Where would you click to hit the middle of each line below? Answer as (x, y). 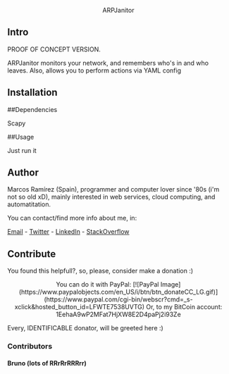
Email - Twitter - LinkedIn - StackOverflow (68, 232)
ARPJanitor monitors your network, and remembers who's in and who (108, 63)
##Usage (21, 137)
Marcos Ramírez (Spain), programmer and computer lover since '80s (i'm (113, 189)
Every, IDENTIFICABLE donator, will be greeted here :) (85, 328)
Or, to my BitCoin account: (184, 307)
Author (23, 173)
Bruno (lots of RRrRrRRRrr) (47, 363)
